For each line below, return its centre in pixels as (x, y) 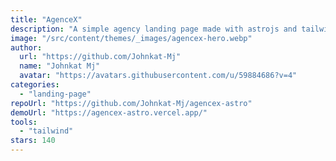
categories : (35, 85)
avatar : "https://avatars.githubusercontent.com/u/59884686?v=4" (158, 76)
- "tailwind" (46, 131)
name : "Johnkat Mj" (60, 66)
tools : (24, 122)
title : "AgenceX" (46, 19)
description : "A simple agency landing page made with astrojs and (154, 29)
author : (26, 47)
